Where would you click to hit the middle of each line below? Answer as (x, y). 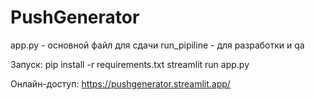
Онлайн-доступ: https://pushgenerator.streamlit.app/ (120, 83)
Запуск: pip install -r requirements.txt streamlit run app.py (130, 64)
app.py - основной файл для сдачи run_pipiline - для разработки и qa (157, 45)
